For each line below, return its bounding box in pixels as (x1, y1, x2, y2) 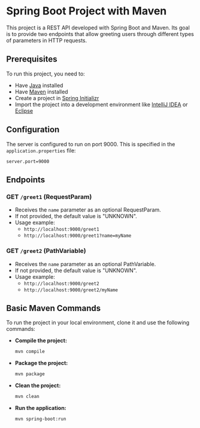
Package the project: (14, 360, 68, 367)
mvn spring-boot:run (14, 415, 66, 422)
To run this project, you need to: (6, 70, 85, 77)
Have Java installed (14, 82, 63, 89)
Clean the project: (14, 382, 61, 389)
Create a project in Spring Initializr (14, 94, 99, 101)
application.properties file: (6, 147, 76, 154)
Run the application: (14, 404, 67, 411)
